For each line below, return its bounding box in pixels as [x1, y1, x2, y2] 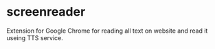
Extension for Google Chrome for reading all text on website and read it [6, 27, 208, 35]
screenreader [6, 4, 86, 20]
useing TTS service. [6, 33, 63, 42]
